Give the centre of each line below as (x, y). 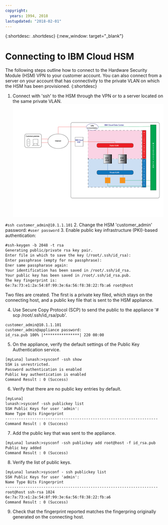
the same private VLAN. (37, 101)
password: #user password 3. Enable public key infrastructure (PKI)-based (81, 230)
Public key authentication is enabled (46, 375)
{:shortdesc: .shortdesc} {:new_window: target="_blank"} (64, 36)
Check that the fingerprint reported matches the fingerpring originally (84, 511)
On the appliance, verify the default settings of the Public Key (76, 344)
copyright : (17, 11)
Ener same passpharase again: (37, 266)
